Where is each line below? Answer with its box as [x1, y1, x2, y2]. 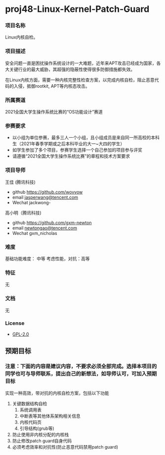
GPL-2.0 [12, 331, 29, 337]
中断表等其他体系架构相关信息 [19, 413, 81, 419]
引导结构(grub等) [19, 425, 54, 431]
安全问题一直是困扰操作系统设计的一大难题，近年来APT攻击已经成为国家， [5, 60, 157, 66]
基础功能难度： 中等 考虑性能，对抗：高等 [5, 255, 90, 261]
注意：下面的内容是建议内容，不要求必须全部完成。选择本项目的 [5, 363, 157, 370]
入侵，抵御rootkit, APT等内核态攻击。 [13, 83, 90, 89]
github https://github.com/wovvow [12, 189, 83, 195]
